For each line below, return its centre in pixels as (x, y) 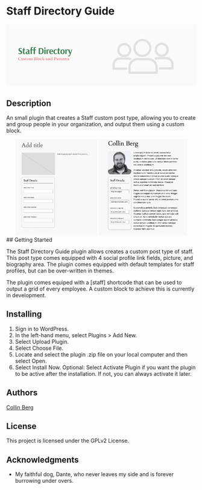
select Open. (31, 361)
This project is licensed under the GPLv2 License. (68, 441)
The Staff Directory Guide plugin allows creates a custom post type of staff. (100, 251)
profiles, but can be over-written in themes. (60, 271)
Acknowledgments (43, 459)
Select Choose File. (39, 348)
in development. (26, 295)
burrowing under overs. (44, 481)
